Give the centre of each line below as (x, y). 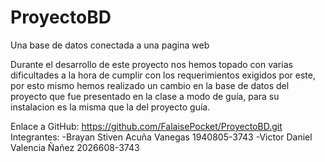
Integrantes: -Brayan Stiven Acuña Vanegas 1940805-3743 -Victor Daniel (161, 137)
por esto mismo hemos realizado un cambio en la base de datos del (150, 85)
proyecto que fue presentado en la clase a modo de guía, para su (145, 96)
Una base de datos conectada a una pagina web (110, 45)
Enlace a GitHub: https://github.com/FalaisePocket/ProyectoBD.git (146, 126)
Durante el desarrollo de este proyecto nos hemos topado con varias (151, 64)
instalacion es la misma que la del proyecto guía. (110, 107)
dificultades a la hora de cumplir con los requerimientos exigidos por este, (163, 75)
